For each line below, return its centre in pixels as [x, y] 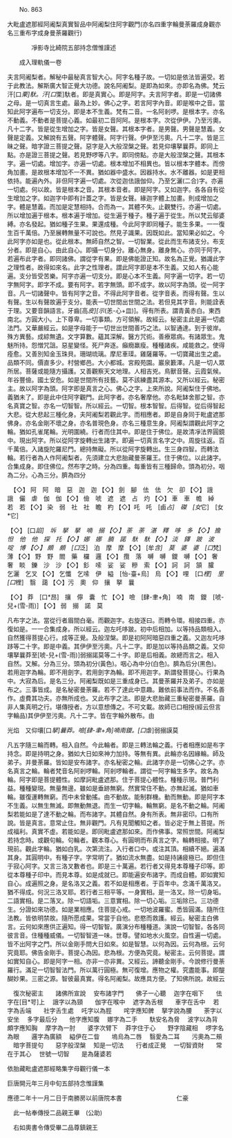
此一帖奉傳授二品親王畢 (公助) [58, 1113]
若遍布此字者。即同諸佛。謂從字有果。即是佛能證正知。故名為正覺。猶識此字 [116, 259]
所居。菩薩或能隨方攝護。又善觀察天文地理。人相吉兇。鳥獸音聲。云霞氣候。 [116, 371]
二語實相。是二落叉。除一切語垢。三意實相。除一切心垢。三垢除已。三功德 [113, 901]
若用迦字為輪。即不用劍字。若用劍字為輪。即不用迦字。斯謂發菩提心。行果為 [116, 672]
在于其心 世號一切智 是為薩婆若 [59, 1054]
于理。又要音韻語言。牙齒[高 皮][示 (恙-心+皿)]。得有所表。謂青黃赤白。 [108, 310]
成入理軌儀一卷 [40, 62]
